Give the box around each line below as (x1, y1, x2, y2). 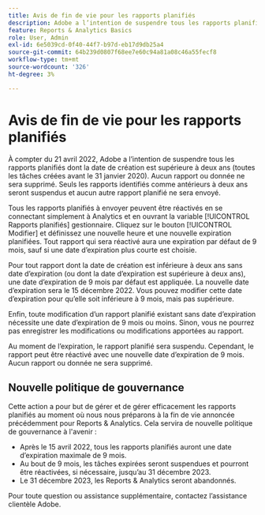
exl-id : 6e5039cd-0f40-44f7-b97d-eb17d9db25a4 (8, 41, 164, 49)
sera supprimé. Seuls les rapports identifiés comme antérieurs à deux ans (8, 179, 248, 189)
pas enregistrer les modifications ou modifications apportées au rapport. (8, 325, 244, 336)
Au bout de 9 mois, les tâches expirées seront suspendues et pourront (19, 459, 249, 468)
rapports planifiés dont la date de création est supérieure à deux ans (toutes (8, 163, 256, 172)
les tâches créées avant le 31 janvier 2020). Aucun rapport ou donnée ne (8, 171, 245, 180)
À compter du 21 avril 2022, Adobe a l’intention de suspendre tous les (8, 154, 235, 164)
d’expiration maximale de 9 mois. (19, 451, 127, 460)
